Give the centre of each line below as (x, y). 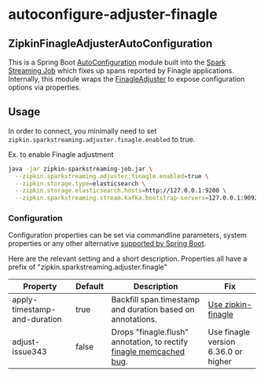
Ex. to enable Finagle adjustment (61, 154)
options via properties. (44, 87)
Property (40, 287)
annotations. (134, 320)
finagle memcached (148, 352)
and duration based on (153, 309)
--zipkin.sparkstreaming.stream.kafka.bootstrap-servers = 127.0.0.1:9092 (137, 198)
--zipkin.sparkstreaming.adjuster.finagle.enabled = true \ (112, 176)
